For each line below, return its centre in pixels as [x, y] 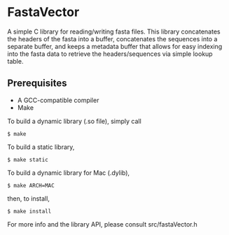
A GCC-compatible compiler [58, 100]
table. [15, 61]
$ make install [29, 211]
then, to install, [29, 198]
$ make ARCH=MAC [31, 185]
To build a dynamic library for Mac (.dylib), [69, 173]
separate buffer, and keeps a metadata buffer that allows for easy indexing [115, 46]
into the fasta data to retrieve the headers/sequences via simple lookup [110, 54]
